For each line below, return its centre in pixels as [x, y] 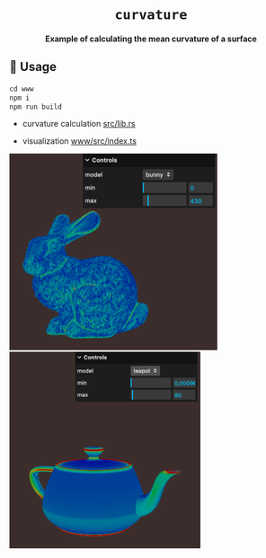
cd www [22, 89]
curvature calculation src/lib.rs [79, 123]
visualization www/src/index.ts [80, 141]
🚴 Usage [33, 67]
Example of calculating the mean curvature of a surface [151, 39]
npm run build [36, 107]
